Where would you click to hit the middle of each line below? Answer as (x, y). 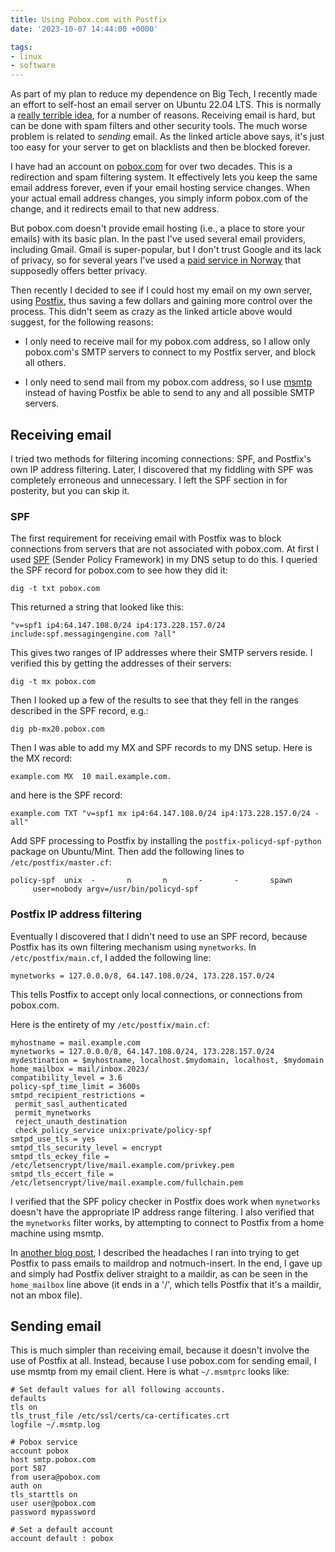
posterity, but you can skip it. (70, 490)
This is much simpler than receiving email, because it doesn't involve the (160, 1350)
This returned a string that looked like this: (97, 607)
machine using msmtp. (57, 1233)
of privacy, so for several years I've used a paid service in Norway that (156, 260)
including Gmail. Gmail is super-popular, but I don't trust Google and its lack (166, 250)
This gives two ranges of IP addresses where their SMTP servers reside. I (161, 653)
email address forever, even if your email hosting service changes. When (160, 188)
